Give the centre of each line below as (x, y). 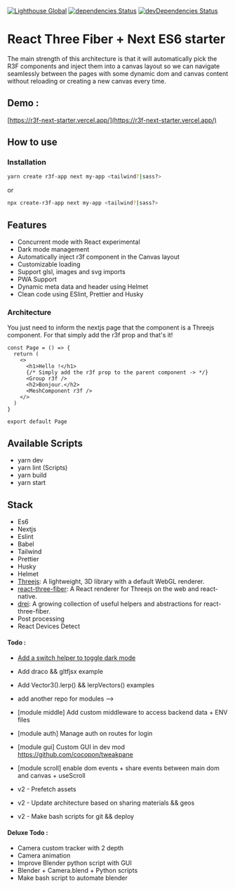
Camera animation (44, 856)
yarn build (32, 475)
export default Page (38, 422)
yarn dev (30, 460)
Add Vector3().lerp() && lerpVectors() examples (86, 685)
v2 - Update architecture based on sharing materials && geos (106, 803)
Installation (27, 162)
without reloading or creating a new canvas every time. (87, 81)
